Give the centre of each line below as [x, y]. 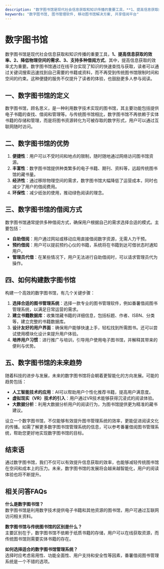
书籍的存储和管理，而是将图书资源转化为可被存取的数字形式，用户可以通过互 [82, 121]
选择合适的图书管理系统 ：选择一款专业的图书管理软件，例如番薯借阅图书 [85, 303]
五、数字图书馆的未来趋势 [43, 363]
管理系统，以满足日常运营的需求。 [46, 309]
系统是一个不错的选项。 [29, 562]
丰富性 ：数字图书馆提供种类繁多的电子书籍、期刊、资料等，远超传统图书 [85, 169]
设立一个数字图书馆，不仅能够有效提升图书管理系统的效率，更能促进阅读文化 [82, 421]
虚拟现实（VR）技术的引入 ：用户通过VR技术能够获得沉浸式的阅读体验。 [84, 398]
